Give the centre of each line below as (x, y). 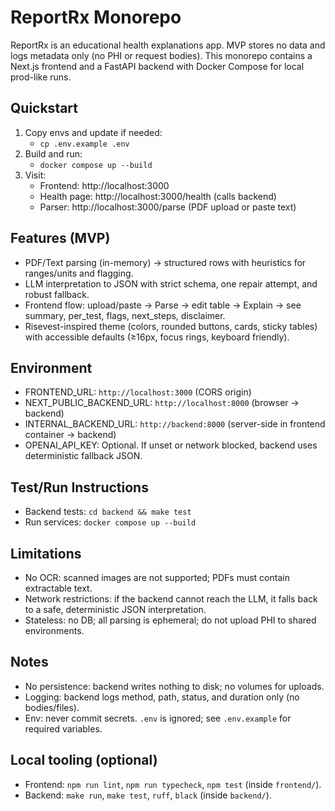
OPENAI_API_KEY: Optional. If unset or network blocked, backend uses (171, 445)
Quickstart (44, 108)
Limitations (46, 553)
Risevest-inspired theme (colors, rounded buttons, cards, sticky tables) (171, 326)
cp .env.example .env (84, 144)
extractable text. (58, 588)
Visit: (35, 175)
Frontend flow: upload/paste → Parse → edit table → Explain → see (163, 305)
